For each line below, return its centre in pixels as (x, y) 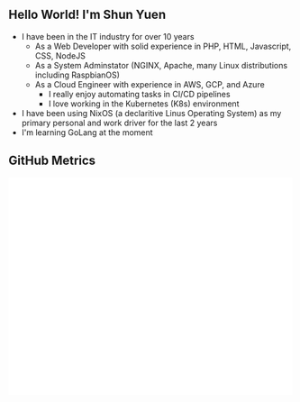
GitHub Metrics (52, 161)
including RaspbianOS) (77, 75)
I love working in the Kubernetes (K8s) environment (144, 104)
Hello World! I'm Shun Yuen (87, 15)
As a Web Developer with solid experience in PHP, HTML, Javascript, (163, 46)
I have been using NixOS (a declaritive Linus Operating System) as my (151, 113)
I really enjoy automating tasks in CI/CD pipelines (139, 94)
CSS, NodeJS (60, 55)
